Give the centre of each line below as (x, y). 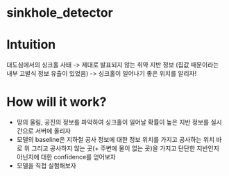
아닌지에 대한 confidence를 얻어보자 (66, 157)
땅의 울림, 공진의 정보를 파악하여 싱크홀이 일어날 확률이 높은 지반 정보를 (113, 122)
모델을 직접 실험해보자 (46, 166)
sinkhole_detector (60, 13)
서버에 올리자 (53, 131)
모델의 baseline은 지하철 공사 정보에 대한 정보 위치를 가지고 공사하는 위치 (116, 140)
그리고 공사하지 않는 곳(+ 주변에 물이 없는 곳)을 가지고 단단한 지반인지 (125, 148)
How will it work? (57, 102)
